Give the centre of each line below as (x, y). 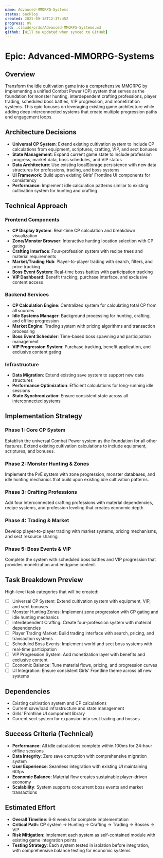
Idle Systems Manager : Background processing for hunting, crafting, (81, 316)
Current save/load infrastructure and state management (68, 709)
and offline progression (36, 321)
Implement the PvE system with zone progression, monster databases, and (80, 474)
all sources (23, 310)
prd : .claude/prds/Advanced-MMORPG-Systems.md (53, 28)
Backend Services (27, 295)
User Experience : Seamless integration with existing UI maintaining (80, 766)
